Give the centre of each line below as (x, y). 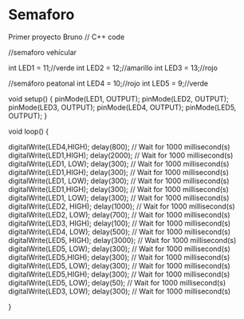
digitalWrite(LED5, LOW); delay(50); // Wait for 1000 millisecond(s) (117, 282)
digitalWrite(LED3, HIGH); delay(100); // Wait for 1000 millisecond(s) (120, 223)
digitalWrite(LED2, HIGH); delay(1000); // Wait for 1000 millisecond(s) (122, 206)
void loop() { (29, 131)
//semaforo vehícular (43, 52)
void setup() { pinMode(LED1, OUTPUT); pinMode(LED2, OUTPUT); (118, 98)
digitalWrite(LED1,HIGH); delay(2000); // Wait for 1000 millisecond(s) (121, 155)
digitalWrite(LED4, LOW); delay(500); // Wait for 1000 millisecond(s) (120, 231)
